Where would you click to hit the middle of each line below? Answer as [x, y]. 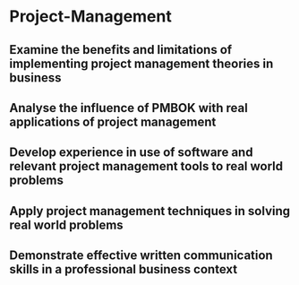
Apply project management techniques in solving [150, 211]
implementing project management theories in [141, 63]
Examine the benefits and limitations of [121, 50]
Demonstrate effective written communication [141, 256]
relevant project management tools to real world [146, 166]
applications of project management [113, 121]
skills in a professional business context [124, 269]
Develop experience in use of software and [131, 153]
